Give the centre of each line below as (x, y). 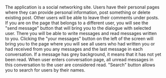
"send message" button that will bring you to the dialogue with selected (78, 28)
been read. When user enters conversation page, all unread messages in (79, 59)
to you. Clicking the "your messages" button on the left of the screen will (79, 39)
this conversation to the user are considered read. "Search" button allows (80, 65)
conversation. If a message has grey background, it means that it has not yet (83, 54)
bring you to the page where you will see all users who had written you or (80, 44)
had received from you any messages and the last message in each (74, 49)
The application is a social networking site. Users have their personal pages (82, 7)
